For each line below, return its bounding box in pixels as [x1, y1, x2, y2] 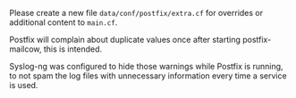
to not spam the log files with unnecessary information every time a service [9, 70, 288, 81]
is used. [9, 80, 38, 90]
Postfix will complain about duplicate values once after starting [9, 35, 241, 45]
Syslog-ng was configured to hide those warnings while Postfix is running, [9, 61, 283, 71]
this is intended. [43, 44, 103, 54]
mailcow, [9, 44, 42, 54]
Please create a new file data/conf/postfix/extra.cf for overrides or [9, 8, 264, 18]
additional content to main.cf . [9, 17, 118, 28]
